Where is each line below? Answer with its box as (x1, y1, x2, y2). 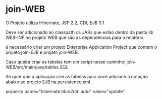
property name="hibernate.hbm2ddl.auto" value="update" (5, 88, 125, 94)
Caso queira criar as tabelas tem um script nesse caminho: (5, 59, 126, 65)
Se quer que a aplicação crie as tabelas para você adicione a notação (5, 73, 148, 79)
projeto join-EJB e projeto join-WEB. (5, 49, 79, 55)
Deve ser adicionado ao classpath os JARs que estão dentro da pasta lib (5, 29, 154, 35)
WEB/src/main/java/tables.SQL (5, 64, 69, 70)
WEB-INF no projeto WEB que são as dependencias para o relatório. (5, 34, 145, 40)
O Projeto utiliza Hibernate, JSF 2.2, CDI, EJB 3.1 (5, 20, 105, 26)
